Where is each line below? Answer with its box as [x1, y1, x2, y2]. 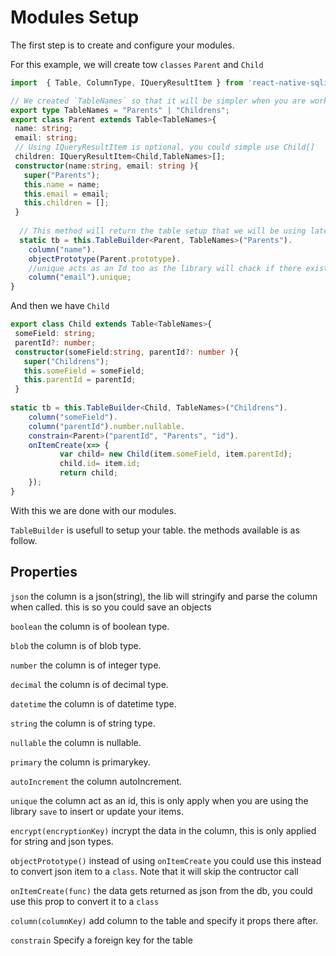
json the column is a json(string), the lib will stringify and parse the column [10, 590, 318, 602]
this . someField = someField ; [23, 366, 145, 376]
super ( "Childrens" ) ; [23, 356, 110, 366]
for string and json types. [10, 835, 114, 847]
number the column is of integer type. [10, 659, 162, 671]
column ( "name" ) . [28, 244, 97, 255]
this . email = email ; [23, 189, 110, 199]
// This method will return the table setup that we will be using [19, 226, 307, 236]
